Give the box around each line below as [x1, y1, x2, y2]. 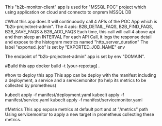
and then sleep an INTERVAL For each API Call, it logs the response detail [5, 34, 152, 40]
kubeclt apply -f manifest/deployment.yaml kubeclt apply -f [5, 92, 125, 98]
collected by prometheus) [5, 83, 57, 88]
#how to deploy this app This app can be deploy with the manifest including [5, 72, 157, 78]
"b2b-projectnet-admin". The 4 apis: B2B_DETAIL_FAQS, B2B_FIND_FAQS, [5, 24, 153, 29]
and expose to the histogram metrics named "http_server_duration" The [5, 39, 149, 45]
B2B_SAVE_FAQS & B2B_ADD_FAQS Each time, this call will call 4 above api [5, 29, 155, 34]
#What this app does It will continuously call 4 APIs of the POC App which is [5, 19, 158, 24]
